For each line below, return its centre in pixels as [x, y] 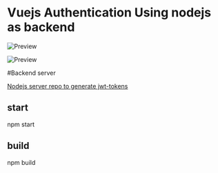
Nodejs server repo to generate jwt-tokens [68, 86]
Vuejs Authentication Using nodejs [109, 13]
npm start [21, 124]
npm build [21, 162]
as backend [41, 27]
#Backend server [32, 73]
